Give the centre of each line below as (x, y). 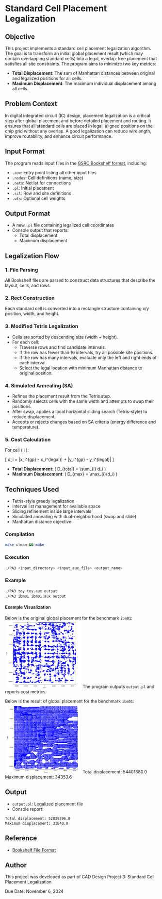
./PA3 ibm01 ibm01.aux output (36, 596)
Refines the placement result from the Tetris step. (62, 396)
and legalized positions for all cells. (47, 78)
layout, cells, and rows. (28, 286)
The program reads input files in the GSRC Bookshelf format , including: (76, 163)
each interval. (33, 362)
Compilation (20, 534)
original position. (36, 373)
